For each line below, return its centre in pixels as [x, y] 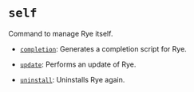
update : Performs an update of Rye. [78, 64]
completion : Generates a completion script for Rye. [103, 48]
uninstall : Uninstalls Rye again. [72, 79]
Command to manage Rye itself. [61, 33]
